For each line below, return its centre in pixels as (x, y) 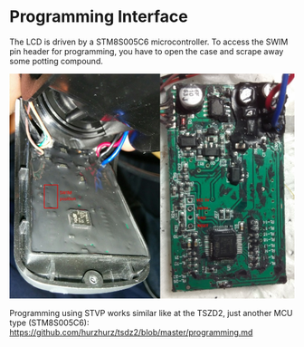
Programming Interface (99, 17)
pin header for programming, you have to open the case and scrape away (147, 51)
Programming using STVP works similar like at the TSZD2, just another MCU (151, 313)
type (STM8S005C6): (49, 323)
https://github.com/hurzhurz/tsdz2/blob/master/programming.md (131, 332)
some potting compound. (57, 61)
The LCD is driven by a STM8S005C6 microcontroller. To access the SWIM (149, 42)
